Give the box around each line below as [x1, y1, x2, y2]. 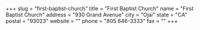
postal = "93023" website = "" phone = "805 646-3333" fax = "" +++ [5, 18, 178, 24]
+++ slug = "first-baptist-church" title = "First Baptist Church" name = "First [5, 5, 194, 12]
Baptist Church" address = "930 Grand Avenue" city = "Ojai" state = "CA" [5, 11, 187, 18]
